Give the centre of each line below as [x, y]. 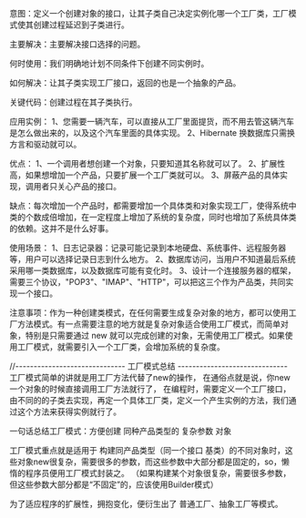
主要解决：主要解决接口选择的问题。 [77, 44]
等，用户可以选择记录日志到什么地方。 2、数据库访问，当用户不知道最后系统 [153, 259]
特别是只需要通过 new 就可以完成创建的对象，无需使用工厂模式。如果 [155, 335]
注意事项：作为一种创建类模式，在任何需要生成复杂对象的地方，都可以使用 [149, 313]
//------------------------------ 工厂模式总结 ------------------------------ [149, 366]
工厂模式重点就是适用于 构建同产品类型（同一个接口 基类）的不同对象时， [147, 450]
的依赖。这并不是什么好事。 [61, 229]
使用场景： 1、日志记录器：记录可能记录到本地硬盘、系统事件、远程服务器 [148, 248]
